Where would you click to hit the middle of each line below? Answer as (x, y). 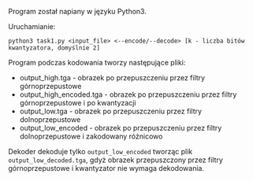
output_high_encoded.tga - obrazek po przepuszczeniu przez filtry (128, 94)
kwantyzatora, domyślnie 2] (54, 48)
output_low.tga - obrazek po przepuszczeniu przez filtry (111, 111)
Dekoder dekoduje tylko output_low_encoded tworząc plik (100, 151)
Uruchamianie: (32, 26)
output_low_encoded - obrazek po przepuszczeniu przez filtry (121, 128)
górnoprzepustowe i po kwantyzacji (78, 103)
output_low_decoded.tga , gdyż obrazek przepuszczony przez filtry (115, 160)
